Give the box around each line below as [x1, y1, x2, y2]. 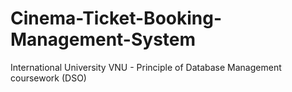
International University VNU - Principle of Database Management [10, 61, 282, 73]
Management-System [10, 28, 197, 51]
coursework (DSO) [10, 72, 87, 84]
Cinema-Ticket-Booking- [10, 7, 223, 30]
